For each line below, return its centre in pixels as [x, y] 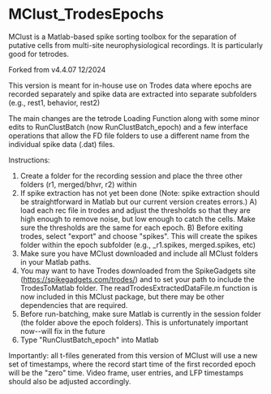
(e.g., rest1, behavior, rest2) [54, 102]
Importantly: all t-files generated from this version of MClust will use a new [133, 355]
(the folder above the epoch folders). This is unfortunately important [134, 323]
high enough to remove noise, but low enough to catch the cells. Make [138, 219]
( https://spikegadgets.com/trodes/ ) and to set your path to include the [138, 279]
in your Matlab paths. [56, 262]
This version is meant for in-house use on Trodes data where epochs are [130, 85]
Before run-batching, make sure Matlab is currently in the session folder [140, 314]
